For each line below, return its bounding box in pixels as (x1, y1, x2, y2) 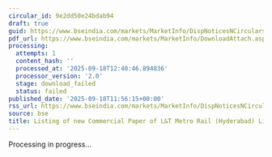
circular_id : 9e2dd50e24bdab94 (8, 11, 114, 20)
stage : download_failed (15, 79, 96, 87)
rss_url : (8, 102, 38, 110)
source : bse (8, 110, 49, 118)
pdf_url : (8, 34, 38, 43)
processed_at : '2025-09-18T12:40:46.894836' (15, 65, 168, 73)
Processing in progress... (8, 139, 91, 149)
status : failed (15, 87, 67, 95)
